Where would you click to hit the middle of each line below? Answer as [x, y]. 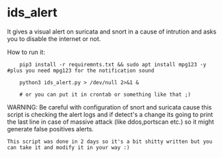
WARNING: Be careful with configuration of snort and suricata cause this [109, 107]
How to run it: [26, 52]
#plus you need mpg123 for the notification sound [81, 70]
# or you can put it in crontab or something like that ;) [105, 94]
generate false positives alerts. [51, 129]
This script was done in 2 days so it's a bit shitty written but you [110, 142]
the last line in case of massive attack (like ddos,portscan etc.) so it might [110, 122]
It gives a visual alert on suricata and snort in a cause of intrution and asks [112, 31]
